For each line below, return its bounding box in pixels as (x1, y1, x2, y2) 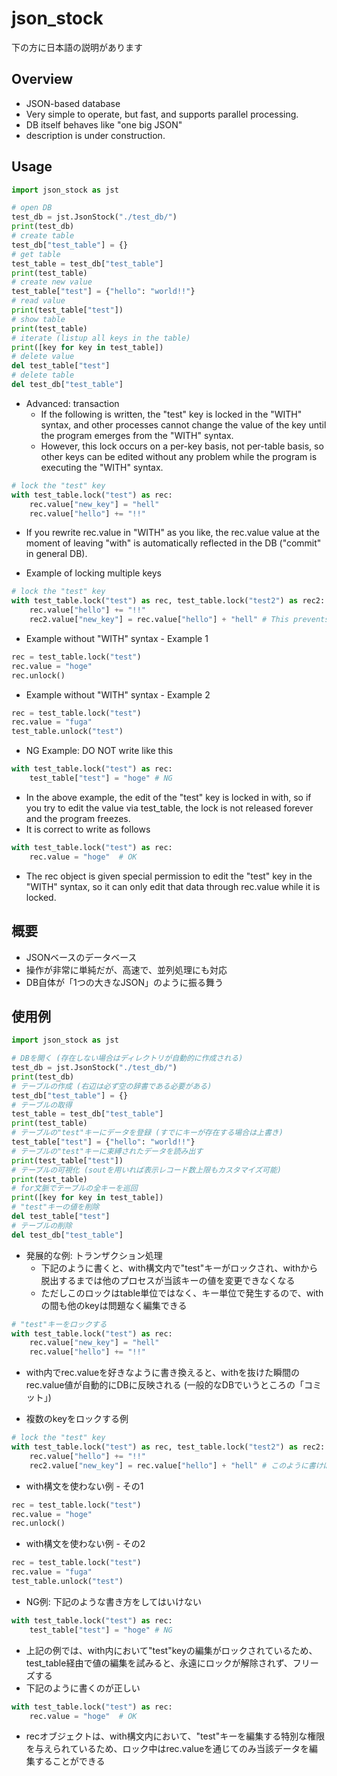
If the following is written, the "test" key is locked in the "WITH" (40, 408, 303, 420)
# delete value (11, 352, 75, 362)
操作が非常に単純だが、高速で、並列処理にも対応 (25, 963, 228, 976)
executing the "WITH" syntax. (40, 461, 164, 473)
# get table (11, 249, 61, 259)
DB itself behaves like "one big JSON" (25, 118, 183, 131)
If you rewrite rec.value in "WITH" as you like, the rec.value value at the (25, 527, 320, 539)
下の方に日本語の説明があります (11, 41, 143, 53)
